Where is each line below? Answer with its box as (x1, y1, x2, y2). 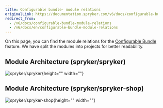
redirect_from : (5, 16, 36, 21)
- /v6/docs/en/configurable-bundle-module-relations (9, 25, 118, 30)
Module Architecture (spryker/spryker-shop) (5, 84, 144, 93)
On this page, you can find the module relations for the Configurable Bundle (5, 38, 157, 44)
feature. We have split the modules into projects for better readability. (5, 44, 144, 49)
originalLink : (5, 12, 34, 16)
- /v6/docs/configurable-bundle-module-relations (9, 20, 112, 26)
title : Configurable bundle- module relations (5, 7, 101, 12)
